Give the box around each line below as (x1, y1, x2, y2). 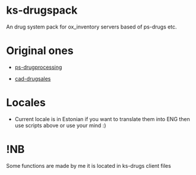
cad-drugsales (14, 75, 51, 82)
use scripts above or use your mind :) (14, 122, 106, 129)
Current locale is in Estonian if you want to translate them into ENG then (14, 115, 190, 122)
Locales (6, 96, 46, 110)
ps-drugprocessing (14, 63, 62, 71)
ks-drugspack (6, 4, 78, 17)
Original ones (6, 44, 74, 58)
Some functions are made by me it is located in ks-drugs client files (6, 162, 171, 169)
